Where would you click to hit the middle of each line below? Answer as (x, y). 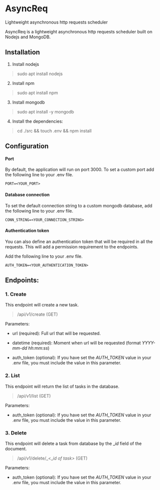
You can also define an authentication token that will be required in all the (79, 242)
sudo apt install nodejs (40, 74)
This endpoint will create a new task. (42, 305)
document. (16, 449)
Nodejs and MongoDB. (28, 37)
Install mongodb (28, 102)
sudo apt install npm (37, 93)
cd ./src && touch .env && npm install (54, 131)
